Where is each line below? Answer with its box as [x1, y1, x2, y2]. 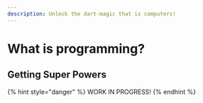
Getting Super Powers [7, 68, 106, 81]
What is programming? [7, 40, 146, 56]
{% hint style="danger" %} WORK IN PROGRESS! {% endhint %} [7, 87, 197, 96]
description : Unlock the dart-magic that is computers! [7, 10, 176, 18]
